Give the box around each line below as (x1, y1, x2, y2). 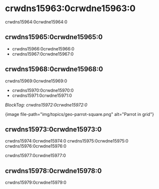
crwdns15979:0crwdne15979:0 (5, 180, 67, 186)
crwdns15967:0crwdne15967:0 (12, 51, 74, 57)
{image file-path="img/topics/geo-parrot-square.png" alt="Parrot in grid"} (5, 111, 154, 117)
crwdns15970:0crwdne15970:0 (12, 87, 74, 93)
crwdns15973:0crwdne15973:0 (5, 125, 102, 133)
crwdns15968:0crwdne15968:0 (5, 65, 103, 73)
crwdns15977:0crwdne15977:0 (5, 153, 66, 158)
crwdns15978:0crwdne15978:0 (5, 167, 102, 175)
